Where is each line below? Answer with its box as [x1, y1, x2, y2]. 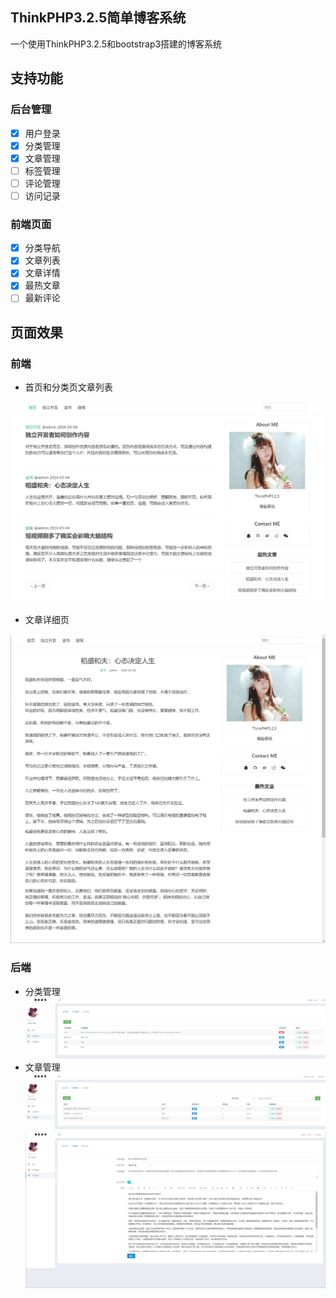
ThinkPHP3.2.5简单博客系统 [10, 9, 187, 27]
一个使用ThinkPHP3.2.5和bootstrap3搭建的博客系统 [10, 38, 223, 50]
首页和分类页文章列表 [24, 381, 113, 393]
